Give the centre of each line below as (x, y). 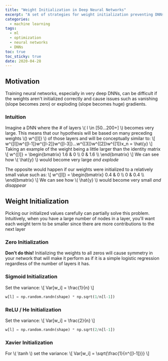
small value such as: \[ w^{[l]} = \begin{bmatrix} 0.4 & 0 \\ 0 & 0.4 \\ (75, 175)
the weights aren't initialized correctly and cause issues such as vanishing (81, 99)
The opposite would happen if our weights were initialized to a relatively (79, 169)
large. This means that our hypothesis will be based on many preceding (79, 133)
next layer (15, 229)
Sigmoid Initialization (31, 277)
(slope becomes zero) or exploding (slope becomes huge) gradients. (76, 104)
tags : (11, 29)
